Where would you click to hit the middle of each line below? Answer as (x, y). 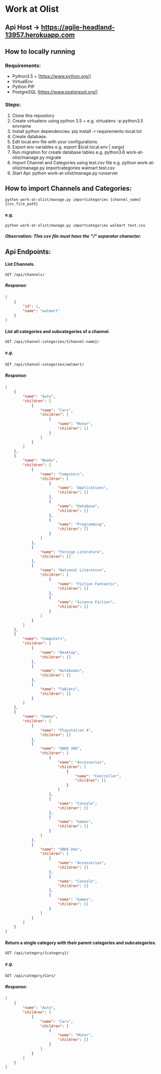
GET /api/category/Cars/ (30, 976)
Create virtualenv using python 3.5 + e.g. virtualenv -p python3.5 (78, 121)
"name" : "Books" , (40, 460)
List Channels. (20, 264)
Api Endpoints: (28, 252)
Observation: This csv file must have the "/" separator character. (73, 236)
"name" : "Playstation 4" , (66, 730)
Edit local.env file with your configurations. (55, 142)
